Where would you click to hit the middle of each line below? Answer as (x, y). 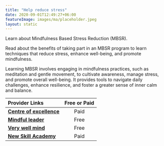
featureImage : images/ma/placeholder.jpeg (51, 19)
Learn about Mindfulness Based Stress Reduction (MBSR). (66, 39)
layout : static (21, 24)
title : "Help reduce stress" (36, 10)
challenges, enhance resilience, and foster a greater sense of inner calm (81, 85)
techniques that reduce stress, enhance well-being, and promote (73, 54)
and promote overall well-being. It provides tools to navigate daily (74, 80)
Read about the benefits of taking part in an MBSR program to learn (76, 48)
